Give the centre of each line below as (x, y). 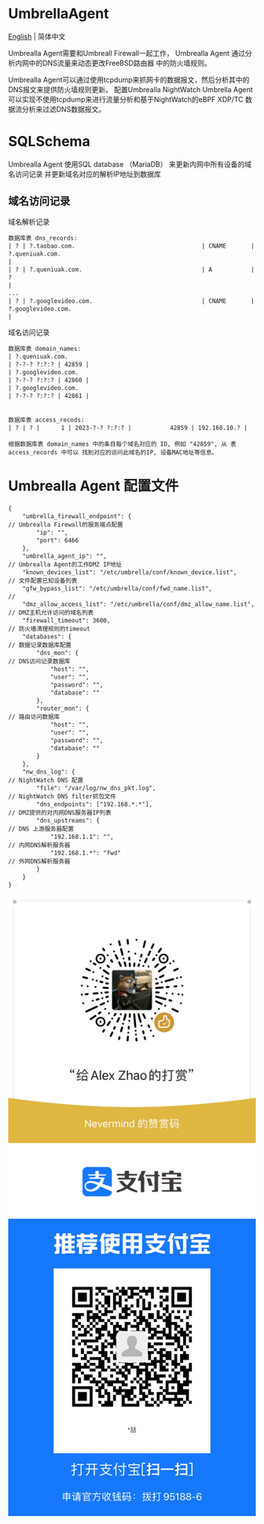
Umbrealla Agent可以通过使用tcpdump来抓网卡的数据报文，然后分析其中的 (129, 79)
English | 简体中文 (37, 36)
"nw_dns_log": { (49, 771)
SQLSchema (49, 142)
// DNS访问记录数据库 (39, 661)
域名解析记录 (29, 222)
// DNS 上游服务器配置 (41, 829)
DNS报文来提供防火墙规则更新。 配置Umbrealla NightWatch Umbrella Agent (130, 89)
